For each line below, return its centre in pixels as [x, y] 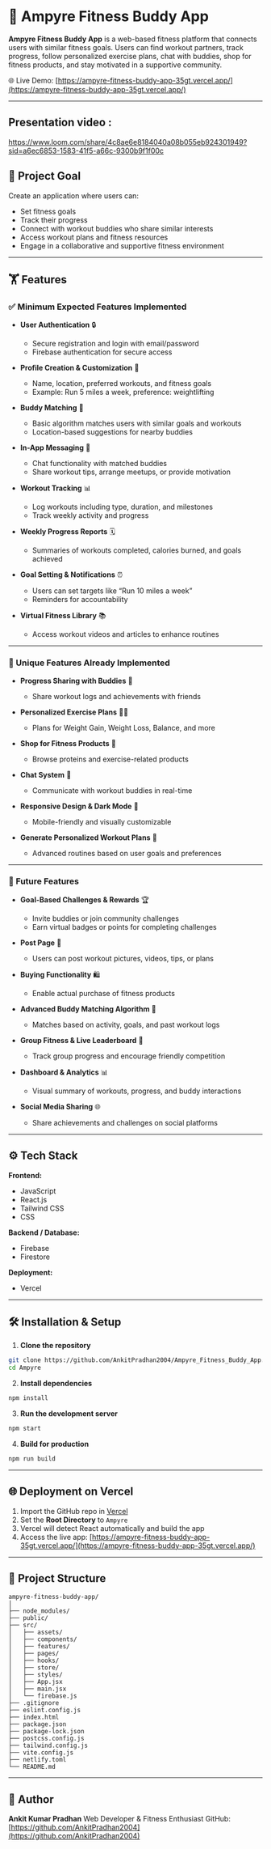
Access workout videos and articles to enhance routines [125, 634]
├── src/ [23, 1626]
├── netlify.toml [38, 1760]
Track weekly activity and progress [90, 515]
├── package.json [38, 1724]
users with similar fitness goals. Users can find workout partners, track [126, 47]
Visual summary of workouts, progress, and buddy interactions [137, 1091]
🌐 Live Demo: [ [33, 80]
